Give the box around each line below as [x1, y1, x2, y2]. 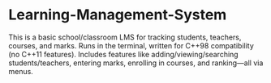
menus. [8, 66, 34, 76]
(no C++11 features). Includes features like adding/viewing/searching [8, 49, 239, 59]
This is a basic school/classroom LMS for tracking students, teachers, [8, 32, 242, 42]
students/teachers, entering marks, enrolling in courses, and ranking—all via [8, 58, 264, 68]
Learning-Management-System [8, 6, 227, 24]
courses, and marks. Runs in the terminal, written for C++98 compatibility [8, 40, 254, 50]
